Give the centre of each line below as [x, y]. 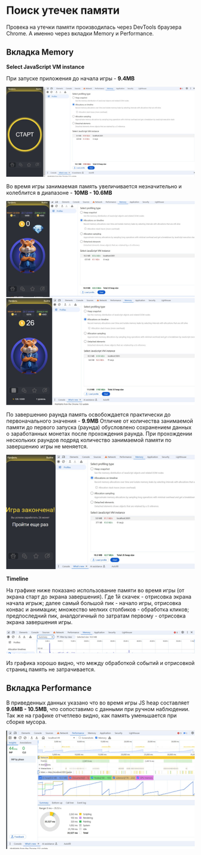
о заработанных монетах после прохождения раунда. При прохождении [99, 433]
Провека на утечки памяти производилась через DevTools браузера [94, 27]
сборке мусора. [26, 722]
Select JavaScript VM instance [45, 67]
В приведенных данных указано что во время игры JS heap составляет [98, 703]
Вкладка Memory [40, 52]
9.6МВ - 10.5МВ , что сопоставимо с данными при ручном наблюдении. [98, 709]
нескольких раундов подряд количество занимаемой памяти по [89, 440]
